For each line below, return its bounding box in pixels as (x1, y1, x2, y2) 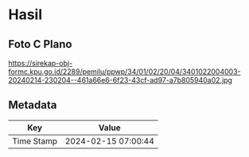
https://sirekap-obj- (8, 58, 73, 68)
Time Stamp (12, 135, 58, 147)
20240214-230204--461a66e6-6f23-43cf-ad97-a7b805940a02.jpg (8, 76, 233, 84)
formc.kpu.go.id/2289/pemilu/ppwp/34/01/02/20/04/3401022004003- (8, 67, 241, 77)
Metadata (8, 98, 57, 112)
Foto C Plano (8, 37, 72, 51)
